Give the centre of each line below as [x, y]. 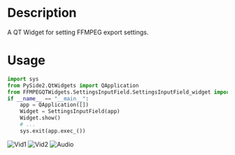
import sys [23, 79]
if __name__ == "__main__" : [48, 98]
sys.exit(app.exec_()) [53, 131]
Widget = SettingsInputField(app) [70, 112]
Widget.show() [40, 118]
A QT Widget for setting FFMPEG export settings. [78, 32]
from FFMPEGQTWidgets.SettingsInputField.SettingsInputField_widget [109, 92]
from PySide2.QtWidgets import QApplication [73, 85]
